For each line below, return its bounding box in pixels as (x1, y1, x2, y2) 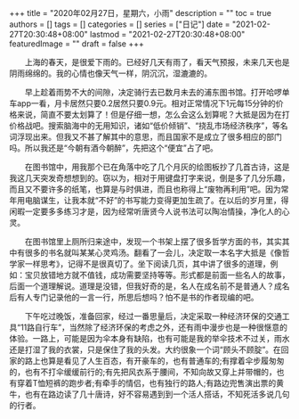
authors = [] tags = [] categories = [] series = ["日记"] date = (9, 19, 230, 29)
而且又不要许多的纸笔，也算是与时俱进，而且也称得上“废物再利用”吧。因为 (9, 184, 282, 194)
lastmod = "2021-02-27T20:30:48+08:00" (90, 29, 246, 39)
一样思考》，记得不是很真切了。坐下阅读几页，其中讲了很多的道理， (24, 259, 271, 269)
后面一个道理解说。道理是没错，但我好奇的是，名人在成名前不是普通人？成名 (9, 281, 290, 292)
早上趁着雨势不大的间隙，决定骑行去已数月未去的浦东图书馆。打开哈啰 (24, 87, 282, 97)
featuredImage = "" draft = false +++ (9, 38, 144, 49)
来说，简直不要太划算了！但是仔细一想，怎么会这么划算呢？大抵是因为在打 (16, 110, 290, 119)
